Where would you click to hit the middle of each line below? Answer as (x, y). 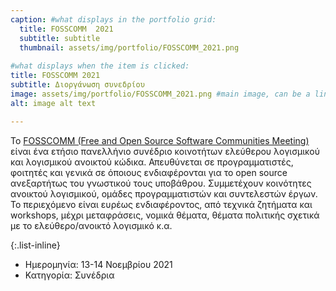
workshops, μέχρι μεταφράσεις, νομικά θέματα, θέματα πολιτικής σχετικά (165, 215)
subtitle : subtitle (60, 38)
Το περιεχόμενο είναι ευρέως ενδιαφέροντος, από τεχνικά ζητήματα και (161, 204)
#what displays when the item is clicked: (100, 66)
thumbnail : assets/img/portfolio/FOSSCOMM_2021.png (129, 47)
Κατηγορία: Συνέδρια (69, 275)
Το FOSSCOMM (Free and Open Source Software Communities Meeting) (160, 140)
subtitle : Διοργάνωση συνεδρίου (77, 85)
